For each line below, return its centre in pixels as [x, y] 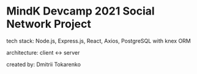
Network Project [49, 24]
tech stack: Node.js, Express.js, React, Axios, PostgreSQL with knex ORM [98, 41]
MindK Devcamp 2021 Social [80, 11]
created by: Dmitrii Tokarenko [44, 64]
